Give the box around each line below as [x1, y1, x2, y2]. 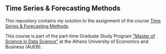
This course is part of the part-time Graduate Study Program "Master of [5, 33, 155, 39]
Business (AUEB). [5, 43, 42, 50]
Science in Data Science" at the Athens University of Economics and [5, 38, 149, 44]
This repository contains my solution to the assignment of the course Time [5, 17, 161, 23]
